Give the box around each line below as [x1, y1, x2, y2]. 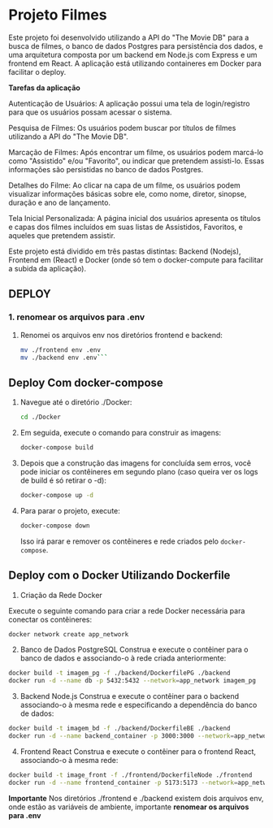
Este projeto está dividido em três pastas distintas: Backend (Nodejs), [8, 246, 241, 256]
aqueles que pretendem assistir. [8, 230, 116, 241]
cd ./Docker [19, 413, 61, 422]
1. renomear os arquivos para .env [8, 311, 145, 323]
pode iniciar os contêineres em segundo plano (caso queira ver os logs [19, 466, 258, 476]
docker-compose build [19, 444, 93, 452]
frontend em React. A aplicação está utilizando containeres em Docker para [8, 59, 262, 68]
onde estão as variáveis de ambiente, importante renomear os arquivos [8, 802, 249, 812]
